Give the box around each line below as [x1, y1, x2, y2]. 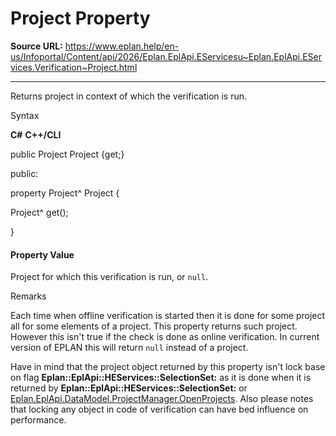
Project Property [10, 7, 151, 30]
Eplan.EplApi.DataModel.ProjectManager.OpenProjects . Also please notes [10, 393, 314, 405]
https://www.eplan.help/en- [64, 40, 180, 52]
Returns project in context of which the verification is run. [10, 90, 248, 102]
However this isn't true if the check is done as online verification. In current [10, 331, 320, 343]
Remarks [10, 290, 47, 302]
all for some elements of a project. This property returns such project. [10, 320, 298, 332]
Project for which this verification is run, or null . [10, 271, 209, 283]
